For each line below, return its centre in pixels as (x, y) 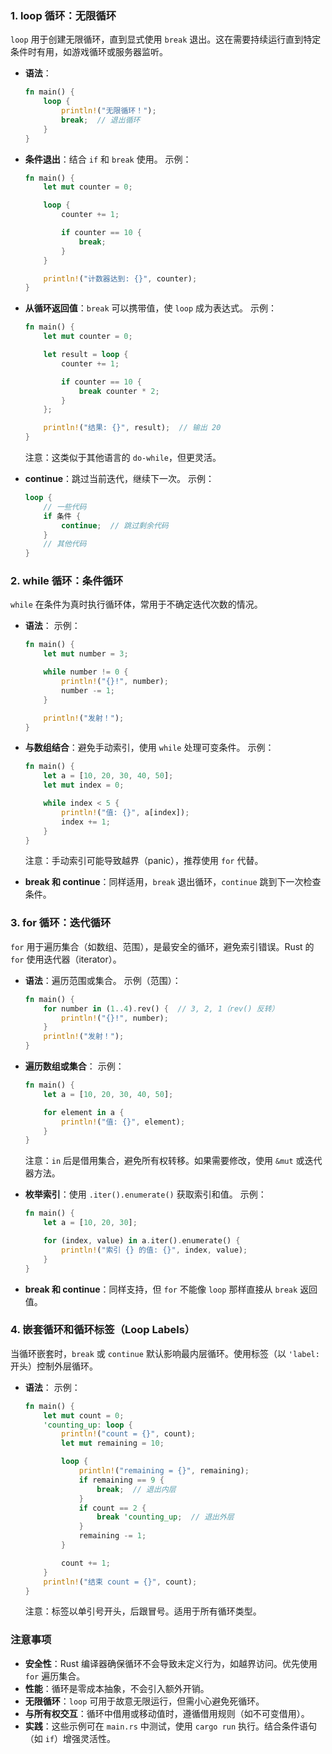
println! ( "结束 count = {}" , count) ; (120, 1582)
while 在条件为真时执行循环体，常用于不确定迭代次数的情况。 (136, 604)
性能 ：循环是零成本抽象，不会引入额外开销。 (117, 1688)
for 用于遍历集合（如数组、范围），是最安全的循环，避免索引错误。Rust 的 (162, 946)
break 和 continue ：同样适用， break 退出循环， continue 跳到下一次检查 (173, 882)
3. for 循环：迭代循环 (61, 923)
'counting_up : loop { (88, 1425)
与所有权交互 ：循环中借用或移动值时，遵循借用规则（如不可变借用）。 (167, 1713)
